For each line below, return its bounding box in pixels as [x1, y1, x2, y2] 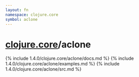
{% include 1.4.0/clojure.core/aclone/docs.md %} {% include [5, 55, 134, 61]
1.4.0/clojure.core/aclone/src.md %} [5, 66, 82, 72]
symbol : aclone [5, 17, 38, 22]
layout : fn [5, 7, 29, 13]
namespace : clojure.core [5, 12, 58, 17]
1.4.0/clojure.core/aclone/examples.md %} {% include [5, 61, 120, 67]
